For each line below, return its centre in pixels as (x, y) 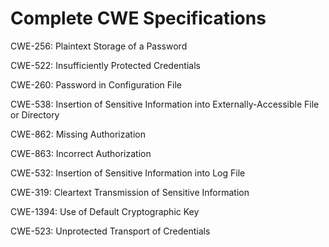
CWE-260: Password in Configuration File (96, 84)
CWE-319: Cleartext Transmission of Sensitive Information (130, 192)
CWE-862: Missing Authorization (78, 134)
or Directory (35, 114)
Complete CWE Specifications (138, 18)
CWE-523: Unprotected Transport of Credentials (110, 231)
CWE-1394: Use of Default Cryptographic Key (105, 211)
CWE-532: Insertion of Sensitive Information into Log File (128, 173)
